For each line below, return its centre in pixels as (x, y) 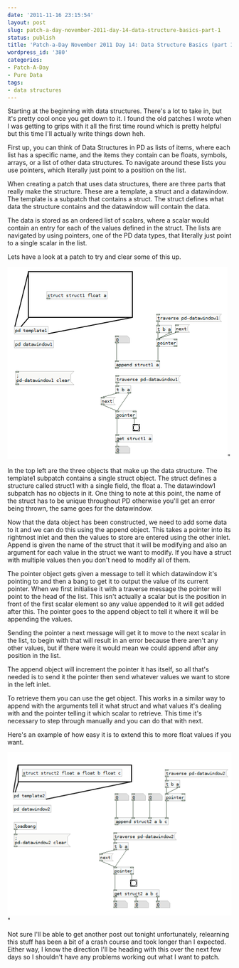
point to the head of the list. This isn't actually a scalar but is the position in (117, 597)
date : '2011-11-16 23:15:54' (51, 15)
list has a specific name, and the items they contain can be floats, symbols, (117, 155)
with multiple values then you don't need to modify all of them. (99, 560)
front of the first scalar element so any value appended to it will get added (116, 604)
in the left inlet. (29, 685)
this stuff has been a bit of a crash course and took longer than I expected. (117, 942)
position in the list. (34, 656)
